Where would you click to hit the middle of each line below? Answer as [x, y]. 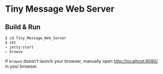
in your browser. [21, 66]
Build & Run [23, 27]
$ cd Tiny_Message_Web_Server [36, 38]
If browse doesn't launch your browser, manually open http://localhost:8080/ [81, 61]
